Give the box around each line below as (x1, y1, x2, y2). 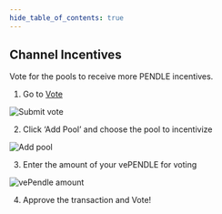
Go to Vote (22, 88, 64, 100)
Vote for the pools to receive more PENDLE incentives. (9, 71, 214, 82)
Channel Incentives (9, 47, 122, 63)
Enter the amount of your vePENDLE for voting (22, 159, 197, 170)
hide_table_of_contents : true (9, 13, 125, 23)
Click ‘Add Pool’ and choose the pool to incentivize (22, 124, 213, 135)
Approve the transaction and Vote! (22, 195, 152, 206)
